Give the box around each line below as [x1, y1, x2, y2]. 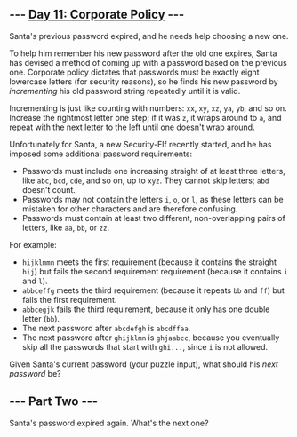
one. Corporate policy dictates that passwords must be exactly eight [9, 67, 260, 77]
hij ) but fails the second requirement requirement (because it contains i [21, 266, 288, 276]
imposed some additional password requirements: [9, 148, 193, 159]
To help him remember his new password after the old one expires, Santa [9, 48, 277, 59]
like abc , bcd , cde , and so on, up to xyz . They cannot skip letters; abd [21, 175, 269, 186]
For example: [9, 239, 58, 250]
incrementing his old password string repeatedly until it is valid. [9, 85, 241, 96]
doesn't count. [21, 184, 76, 195]
